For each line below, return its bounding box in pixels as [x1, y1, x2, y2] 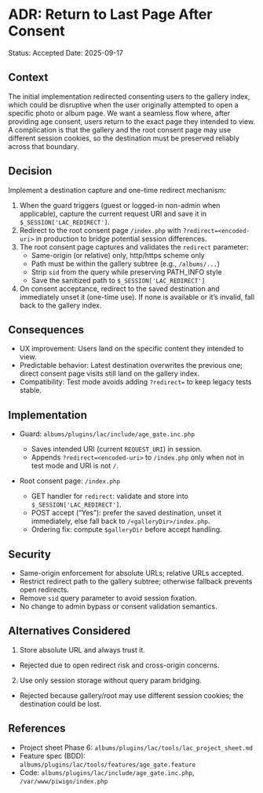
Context [8, 71, 49, 84]
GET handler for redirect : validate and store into [31, 492, 188, 501]
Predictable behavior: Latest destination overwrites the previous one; [19, 361, 243, 370]
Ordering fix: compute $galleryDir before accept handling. [31, 525, 222, 534]
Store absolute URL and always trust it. [19, 645, 145, 654]
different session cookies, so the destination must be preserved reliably [8, 133, 239, 143]
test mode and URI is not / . [31, 461, 119, 471]
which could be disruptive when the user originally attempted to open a [8, 100, 239, 109]
